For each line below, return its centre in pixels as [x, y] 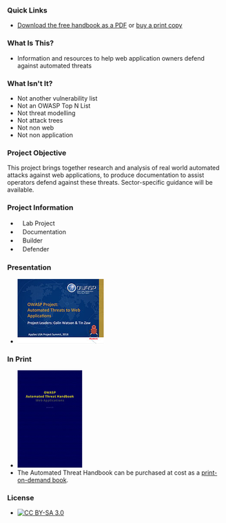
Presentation [29, 267]
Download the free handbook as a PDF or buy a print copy [100, 25]
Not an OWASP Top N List [54, 105]
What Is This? [31, 43]
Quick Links [27, 10]
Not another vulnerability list [57, 98]
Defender [36, 249]
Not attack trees [40, 120]
